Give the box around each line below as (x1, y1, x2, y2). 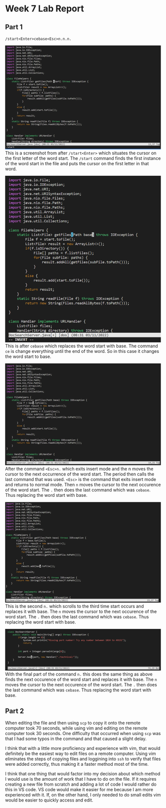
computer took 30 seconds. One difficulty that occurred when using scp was (5, 731, 161, 737)
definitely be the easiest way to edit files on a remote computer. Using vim (5, 750, 157, 757)
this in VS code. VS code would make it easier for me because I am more (5, 787, 153, 793)
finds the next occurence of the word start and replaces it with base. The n (5, 676, 157, 682)
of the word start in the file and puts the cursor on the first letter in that (5, 160, 149, 166)
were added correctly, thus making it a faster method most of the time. (5, 761, 149, 767)
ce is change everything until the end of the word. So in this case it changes (5, 348, 160, 354)
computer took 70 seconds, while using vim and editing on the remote (5, 725, 148, 731)
